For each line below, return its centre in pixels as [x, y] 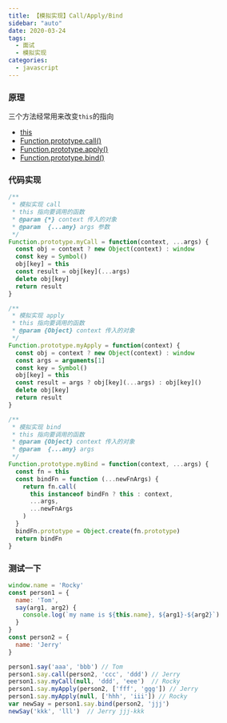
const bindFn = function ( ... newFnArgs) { [87, 479]
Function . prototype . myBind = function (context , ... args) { [109, 464]
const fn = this [42, 472]
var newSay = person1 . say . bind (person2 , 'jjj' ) [89, 704]
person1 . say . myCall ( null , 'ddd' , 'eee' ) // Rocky [94, 681]
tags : [17, 38]
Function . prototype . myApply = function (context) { [94, 345]
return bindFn [39, 538]
